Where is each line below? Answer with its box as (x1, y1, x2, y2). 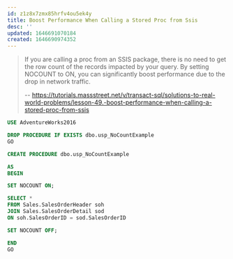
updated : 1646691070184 (7, 29, 77, 37)
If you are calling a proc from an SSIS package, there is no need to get (24, 55, 227, 63)
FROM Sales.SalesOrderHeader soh (7, 201, 105, 209)
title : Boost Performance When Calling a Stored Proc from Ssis (7, 17, 198, 24)
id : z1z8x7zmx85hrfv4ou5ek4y (7, 10, 92, 17)
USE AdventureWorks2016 (7, 119, 77, 126)
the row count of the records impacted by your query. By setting (24, 63, 209, 71)
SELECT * (7, 195, 33, 202)
